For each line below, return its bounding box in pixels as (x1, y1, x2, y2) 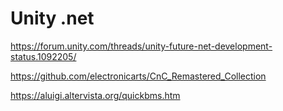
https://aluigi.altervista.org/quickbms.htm (10, 89, 181, 101)
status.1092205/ (10, 50, 77, 62)
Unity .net (10, 7, 95, 30)
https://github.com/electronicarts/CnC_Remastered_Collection (10, 70, 267, 82)
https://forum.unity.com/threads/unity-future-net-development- (10, 40, 273, 52)
